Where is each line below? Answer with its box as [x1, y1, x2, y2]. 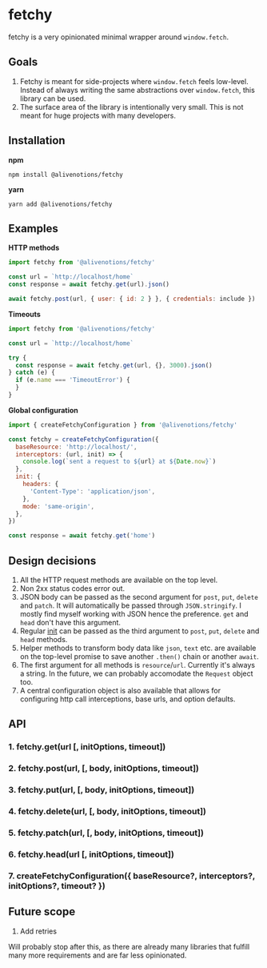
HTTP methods [8, 243, 60, 253]
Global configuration [8, 405, 78, 415]
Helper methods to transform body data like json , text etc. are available [19, 643, 257, 653]
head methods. [19, 634, 68, 644]
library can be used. [19, 94, 86, 103]
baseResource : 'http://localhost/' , [15, 443, 137, 451]
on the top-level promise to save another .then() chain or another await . [19, 651, 260, 661]
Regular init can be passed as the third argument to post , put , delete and [19, 626, 260, 636]
